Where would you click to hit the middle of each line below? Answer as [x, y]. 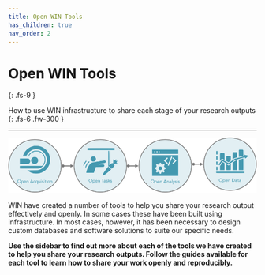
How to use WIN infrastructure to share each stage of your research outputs [132, 111]
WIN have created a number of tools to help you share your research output [131, 205]
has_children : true [40, 25]
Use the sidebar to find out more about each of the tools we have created [130, 246]
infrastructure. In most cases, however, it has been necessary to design [124, 222]
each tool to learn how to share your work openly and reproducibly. [120, 263]
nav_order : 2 [30, 33]
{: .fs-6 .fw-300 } [36, 119]
